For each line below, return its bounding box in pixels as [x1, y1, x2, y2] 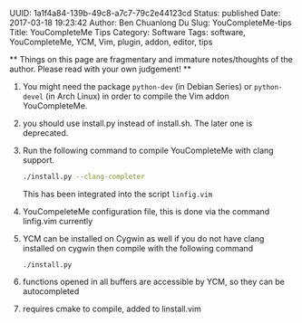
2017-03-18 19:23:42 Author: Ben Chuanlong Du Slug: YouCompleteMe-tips [9, 17, 292, 28]
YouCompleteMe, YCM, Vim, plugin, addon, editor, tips [9, 36, 213, 47]
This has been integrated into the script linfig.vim [22, 188, 213, 199]
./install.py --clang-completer [22, 172, 145, 181]
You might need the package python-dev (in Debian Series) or [22, 81, 252, 91]
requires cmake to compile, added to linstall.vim [22, 303, 202, 314]
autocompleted [22, 285, 80, 297]
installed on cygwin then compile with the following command [22, 242, 254, 253]
